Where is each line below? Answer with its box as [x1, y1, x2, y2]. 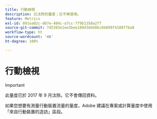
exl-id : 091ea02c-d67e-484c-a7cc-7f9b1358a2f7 [5, 20, 102, 26]
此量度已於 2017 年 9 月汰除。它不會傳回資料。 [5, 92, 99, 98]
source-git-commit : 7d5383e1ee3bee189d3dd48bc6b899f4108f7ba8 [5, 25, 135, 30]
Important [5, 82, 25, 88]
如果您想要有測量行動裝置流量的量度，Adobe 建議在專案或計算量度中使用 [5, 102, 153, 108]
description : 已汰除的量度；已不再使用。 [5, 12, 81, 17]
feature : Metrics [5, 16, 41, 21]
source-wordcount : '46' [5, 35, 54, 40]
